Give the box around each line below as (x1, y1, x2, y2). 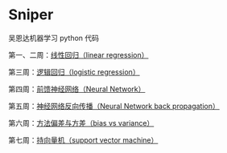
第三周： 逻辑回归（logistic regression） (8, 66, 140, 77)
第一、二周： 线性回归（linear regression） (8, 50, 149, 59)
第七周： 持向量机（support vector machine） (8, 135, 159, 145)
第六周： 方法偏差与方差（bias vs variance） (8, 118, 155, 127)
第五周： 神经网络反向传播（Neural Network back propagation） (8, 101, 220, 111)
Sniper (8, 6, 54, 24)
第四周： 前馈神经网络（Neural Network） (8, 84, 146, 94)
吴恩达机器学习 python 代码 (8, 33, 99, 42)
